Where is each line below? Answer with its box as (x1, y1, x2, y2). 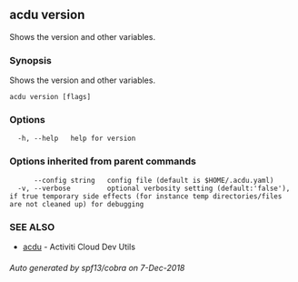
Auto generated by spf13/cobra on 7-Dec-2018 (9, 262, 185, 273)
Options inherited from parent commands (9, 155, 197, 167)
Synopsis (9, 54, 52, 66)
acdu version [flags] (9, 93, 92, 102)
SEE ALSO (9, 220, 55, 233)
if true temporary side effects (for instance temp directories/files (9, 191, 283, 201)
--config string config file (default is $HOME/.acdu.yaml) (33, 176, 274, 185)
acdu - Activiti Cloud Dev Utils (22, 241, 136, 252)
